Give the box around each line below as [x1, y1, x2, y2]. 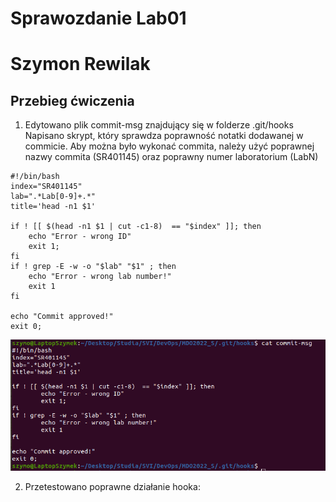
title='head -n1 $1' [10, 202, 97, 212]
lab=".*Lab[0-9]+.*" [10, 192, 97, 202]
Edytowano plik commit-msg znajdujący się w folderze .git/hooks [24, 119, 294, 131]
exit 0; [10, 322, 43, 332]
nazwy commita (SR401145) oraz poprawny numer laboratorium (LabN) [24, 151, 319, 163]
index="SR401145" [10, 182, 83, 192]
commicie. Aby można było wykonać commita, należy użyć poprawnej [24, 140, 315, 152]
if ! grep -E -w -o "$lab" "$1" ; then [10, 262, 177, 272]
